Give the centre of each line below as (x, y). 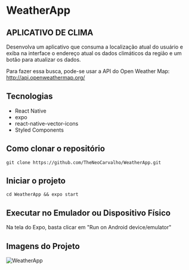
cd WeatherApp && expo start (42, 195)
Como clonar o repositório (56, 149)
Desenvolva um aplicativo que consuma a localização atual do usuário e (95, 47)
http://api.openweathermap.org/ (46, 78)
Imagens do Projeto (43, 246)
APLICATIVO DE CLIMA (50, 33)
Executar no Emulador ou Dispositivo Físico (89, 213)
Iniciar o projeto (36, 181)
